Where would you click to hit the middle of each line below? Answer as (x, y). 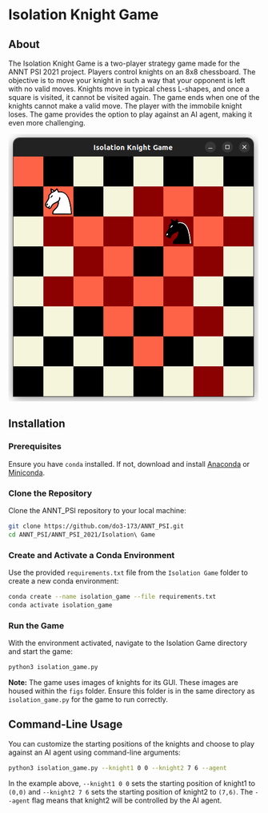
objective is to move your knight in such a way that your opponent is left (127, 80)
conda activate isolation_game (60, 605)
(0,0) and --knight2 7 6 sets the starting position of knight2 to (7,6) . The (131, 791)
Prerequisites (35, 447)
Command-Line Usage (66, 725)
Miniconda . (27, 472)
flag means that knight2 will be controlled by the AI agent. (127, 800)
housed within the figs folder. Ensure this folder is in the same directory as (132, 691)
